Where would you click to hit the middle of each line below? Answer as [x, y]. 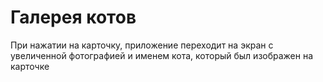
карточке [30, 66]
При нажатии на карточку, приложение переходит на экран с [142, 45]
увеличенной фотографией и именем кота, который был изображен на [162, 55]
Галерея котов [73, 17]
